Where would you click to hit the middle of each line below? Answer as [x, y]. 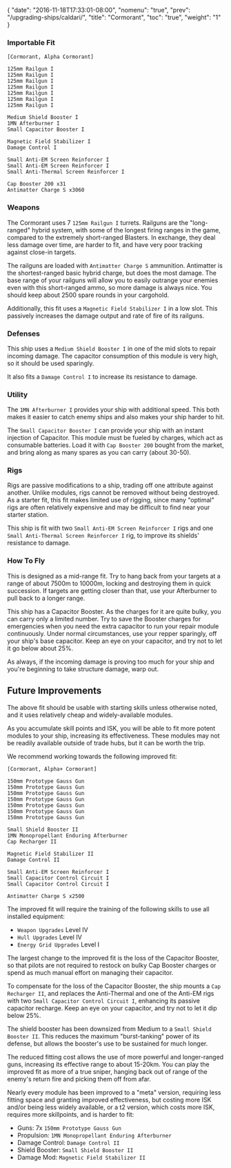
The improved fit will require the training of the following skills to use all [108, 909]
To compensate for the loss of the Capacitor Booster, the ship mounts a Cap [114, 986]
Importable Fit [31, 42]
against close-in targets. [42, 252]
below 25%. [24, 1015]
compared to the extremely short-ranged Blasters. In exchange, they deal [111, 237]
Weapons [23, 208]
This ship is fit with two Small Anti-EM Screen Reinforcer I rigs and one [110, 528]
